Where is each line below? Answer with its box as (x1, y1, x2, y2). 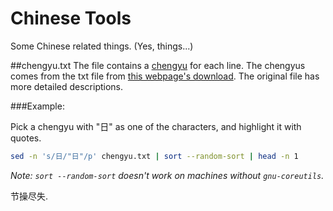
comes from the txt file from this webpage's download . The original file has (10, 70, 320, 82)
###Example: (10, 100, 65, 112)
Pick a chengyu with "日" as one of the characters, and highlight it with (10, 120, 302, 132)
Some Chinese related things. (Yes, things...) (10, 40, 194, 52)
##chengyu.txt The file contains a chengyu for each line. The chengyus (10, 59, 306, 71)
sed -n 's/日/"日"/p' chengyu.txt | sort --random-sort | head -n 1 (10, 151, 299, 161)
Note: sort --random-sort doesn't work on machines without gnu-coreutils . (10, 169, 325, 181)
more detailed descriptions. (10, 80, 124, 92)
